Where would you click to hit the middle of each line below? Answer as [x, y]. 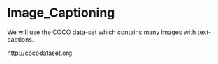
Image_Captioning [61, 13]
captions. [21, 39]
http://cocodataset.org [40, 53]
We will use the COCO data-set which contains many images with [102, 32]
